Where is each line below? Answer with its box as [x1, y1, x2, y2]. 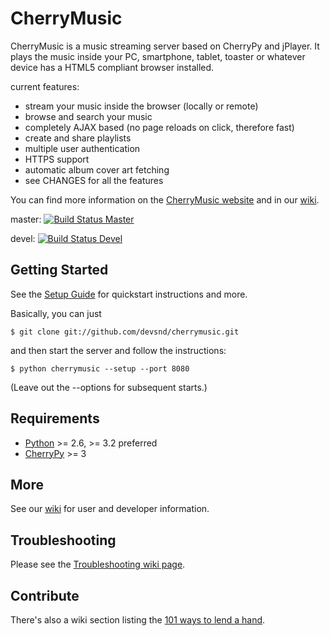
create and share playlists [24, 132, 132, 144]
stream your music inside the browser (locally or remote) [24, 100, 259, 112]
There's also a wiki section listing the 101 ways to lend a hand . [10, 614, 266, 626]
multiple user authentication [24, 142, 141, 154]
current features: [10, 80, 80, 92]
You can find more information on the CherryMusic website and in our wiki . [10, 193, 320, 206]
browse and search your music [24, 110, 153, 122]
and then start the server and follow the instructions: [10, 344, 227, 356]
